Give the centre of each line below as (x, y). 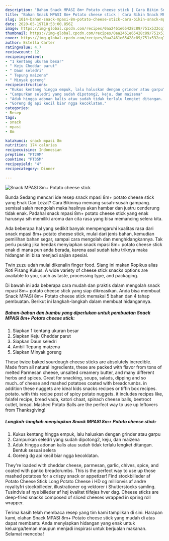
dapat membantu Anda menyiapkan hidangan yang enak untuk (70, 523)
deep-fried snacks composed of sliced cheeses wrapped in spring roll (78, 497)
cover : (12, 38)
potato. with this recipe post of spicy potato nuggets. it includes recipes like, (84, 394)
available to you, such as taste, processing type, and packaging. (72, 275)
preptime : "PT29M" (24, 155)
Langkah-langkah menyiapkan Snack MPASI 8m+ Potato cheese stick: (81, 422)
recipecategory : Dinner (30, 169)
